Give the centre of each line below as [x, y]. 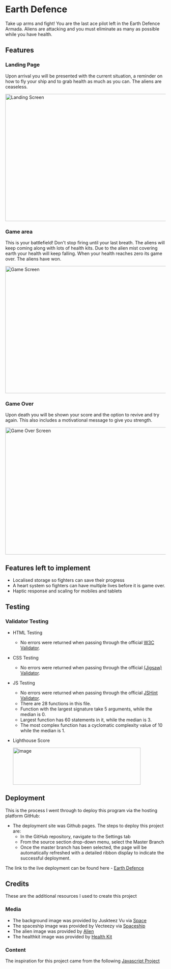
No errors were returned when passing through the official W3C [87, 642]
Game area [19, 232]
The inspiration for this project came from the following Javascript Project [83, 961]
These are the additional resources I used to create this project [71, 896]
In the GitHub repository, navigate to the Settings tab [75, 836]
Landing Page [23, 65]
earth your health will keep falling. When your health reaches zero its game [84, 253]
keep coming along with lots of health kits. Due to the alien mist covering [81, 248]
